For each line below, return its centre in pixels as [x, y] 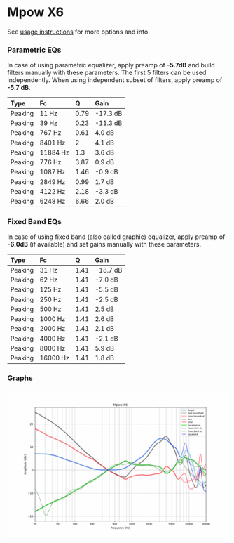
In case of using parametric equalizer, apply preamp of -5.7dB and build [111, 65]
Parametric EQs [34, 50]
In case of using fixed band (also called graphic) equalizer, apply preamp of [116, 237]
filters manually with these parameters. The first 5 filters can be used [107, 73]
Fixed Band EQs [34, 221]
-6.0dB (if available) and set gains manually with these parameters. [104, 244]
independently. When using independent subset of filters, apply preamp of [115, 80]
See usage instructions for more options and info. [79, 32]
